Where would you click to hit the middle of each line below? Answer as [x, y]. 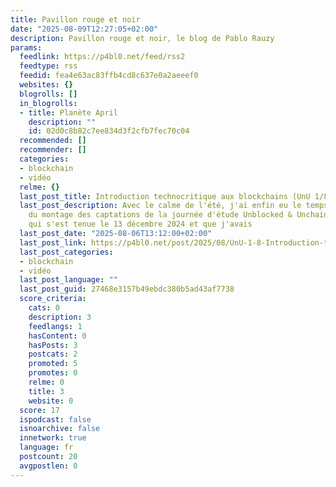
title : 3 [46, 391]
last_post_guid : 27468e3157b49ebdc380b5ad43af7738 [127, 289]
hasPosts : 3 [53, 345]
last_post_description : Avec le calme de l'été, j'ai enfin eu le [160, 206]
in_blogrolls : [48, 103]
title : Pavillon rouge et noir [75, 19]
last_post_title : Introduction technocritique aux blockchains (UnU [165, 196]
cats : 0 [44, 308]
